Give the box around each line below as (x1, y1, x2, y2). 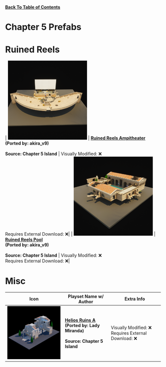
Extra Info (124, 296, 145, 302)
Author (78, 298, 93, 304)
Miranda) (65, 327, 84, 333)
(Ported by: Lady (65, 322, 100, 328)
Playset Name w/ (68, 293, 104, 299)
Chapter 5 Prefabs (5, 22, 82, 33)
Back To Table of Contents (5, 4, 60, 10)
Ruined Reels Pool (5, 237, 43, 243)
